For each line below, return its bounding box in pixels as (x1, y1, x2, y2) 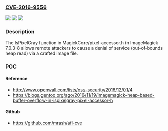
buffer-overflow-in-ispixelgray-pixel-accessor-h (12, 97, 113, 103)
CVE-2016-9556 (5, 4, 47, 11)
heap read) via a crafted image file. (5, 50, 78, 56)
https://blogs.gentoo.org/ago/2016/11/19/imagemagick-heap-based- (12, 92, 155, 98)
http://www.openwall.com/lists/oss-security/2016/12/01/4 (12, 87, 133, 93)
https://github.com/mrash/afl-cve (12, 120, 82, 126)
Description (5, 28, 35, 35)
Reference (5, 76, 28, 82)
